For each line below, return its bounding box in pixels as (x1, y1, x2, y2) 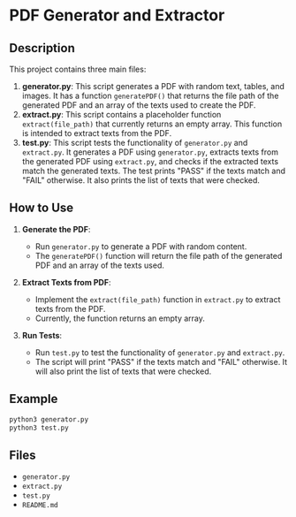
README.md (21, 501, 59, 510)
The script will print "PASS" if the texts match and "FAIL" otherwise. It (34, 356, 288, 367)
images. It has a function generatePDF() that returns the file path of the (21, 90, 279, 101)
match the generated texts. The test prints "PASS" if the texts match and (21, 165, 285, 176)
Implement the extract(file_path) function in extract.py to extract (34, 293, 281, 305)
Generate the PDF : (21, 224, 91, 234)
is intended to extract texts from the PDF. (21, 128, 172, 138)
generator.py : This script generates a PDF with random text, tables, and (21, 81, 285, 91)
